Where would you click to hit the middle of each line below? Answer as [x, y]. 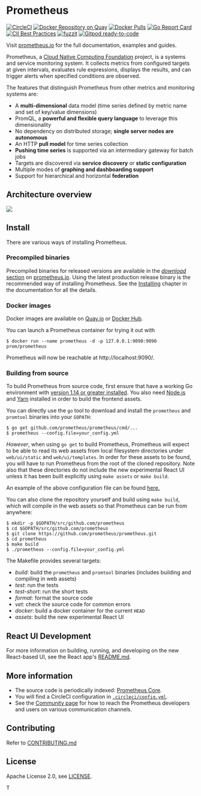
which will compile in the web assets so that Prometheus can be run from [97, 506]
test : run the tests [37, 585]
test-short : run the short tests [51, 592]
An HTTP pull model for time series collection [71, 144]
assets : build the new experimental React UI [69, 617]
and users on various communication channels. [73, 709]
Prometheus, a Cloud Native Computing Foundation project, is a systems [96, 56]
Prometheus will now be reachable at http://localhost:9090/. [80, 357]
